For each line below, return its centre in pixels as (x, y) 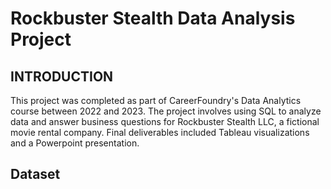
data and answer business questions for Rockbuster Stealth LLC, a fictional (165, 121)
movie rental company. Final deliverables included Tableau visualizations (160, 132)
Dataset (35, 174)
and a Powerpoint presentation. (75, 143)
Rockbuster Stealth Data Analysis (153, 18)
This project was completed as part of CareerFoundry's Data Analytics (156, 100)
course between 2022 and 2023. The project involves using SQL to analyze (166, 111)
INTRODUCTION (62, 76)
